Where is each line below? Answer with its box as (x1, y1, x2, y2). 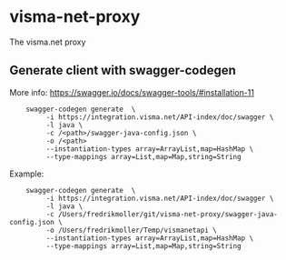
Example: (9, 168, 44, 179)
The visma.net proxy (9, 36, 86, 47)
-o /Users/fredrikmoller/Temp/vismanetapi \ (45, 225, 218, 235)
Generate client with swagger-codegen (9, 63, 236, 78)
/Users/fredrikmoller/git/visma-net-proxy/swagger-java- (57, 209, 279, 219)
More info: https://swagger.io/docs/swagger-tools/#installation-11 (9, 86, 254, 97)
